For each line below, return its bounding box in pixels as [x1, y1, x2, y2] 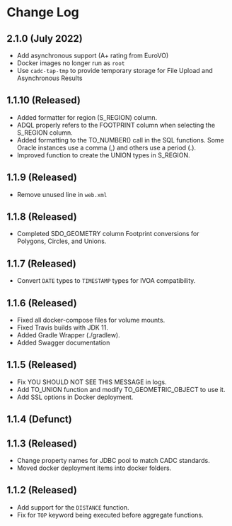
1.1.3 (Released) [6, 437, 77, 449]
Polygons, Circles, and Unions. [16, 237, 107, 245]
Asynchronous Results [16, 74, 83, 82]
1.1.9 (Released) [6, 172, 77, 184]
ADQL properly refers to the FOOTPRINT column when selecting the [16, 121, 216, 129]
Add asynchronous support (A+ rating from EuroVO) [16, 51, 169, 60]
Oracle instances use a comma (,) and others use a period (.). [16, 143, 196, 152]
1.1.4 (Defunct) [6, 413, 72, 425]
